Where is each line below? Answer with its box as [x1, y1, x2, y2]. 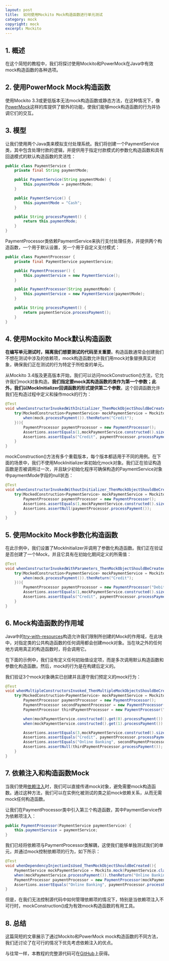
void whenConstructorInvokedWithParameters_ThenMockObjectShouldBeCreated [5, 566, 165, 571]
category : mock [5, 17, 37, 22]
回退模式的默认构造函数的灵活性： [5, 153, 76, 159]
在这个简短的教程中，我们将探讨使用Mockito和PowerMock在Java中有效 [5, 60, 153, 66]
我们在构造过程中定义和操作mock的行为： [5, 391, 92, 397]
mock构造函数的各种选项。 [5, 67, 61, 73]
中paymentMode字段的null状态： [5, 472, 74, 478]
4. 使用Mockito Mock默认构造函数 [5, 334, 112, 343]
